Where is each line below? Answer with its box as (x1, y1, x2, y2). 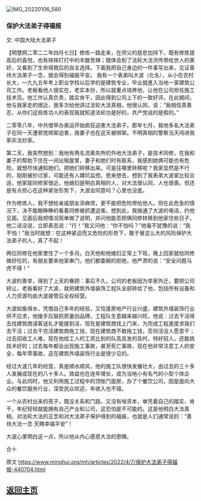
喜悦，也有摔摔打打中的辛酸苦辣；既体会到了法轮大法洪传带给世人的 (22, 57, 190, 64)
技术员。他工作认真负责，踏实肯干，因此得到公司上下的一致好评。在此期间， (6, 94, 195, 101)
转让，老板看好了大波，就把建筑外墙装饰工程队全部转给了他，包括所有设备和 (6, 285, 195, 292)
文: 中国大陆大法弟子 (6, 37, 57, 44)
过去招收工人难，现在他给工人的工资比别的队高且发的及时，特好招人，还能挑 (6, 335, 195, 342)
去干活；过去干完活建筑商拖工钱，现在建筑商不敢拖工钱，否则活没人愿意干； (6, 327, 195, 335)
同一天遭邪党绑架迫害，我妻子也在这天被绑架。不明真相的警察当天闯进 (16, 129, 190, 136)
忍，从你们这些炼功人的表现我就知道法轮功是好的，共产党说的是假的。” (6, 109, 179, 116)
